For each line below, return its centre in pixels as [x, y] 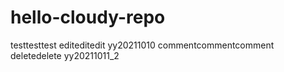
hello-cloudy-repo [88, 17]
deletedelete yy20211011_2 [65, 55]
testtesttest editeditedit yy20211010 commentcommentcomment [142, 45]
